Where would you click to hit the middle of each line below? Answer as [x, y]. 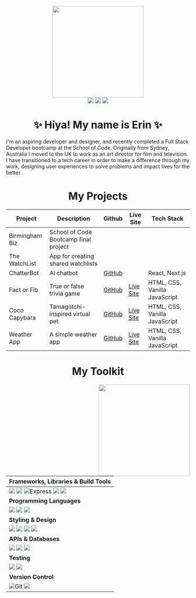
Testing [20, 558]
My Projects [98, 196]
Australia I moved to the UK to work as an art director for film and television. [97, 154]
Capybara [22, 317]
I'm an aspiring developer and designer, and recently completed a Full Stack [97, 141]
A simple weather [73, 334]
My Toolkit [98, 372]
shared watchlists [73, 263]
